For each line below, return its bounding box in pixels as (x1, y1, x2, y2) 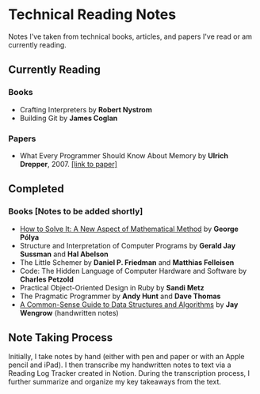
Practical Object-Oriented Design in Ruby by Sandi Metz (19, 282, 205, 292)
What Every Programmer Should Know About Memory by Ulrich (19, 150, 228, 160)
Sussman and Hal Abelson (19, 249, 109, 259)
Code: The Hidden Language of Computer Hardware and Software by (19, 266, 247, 275)
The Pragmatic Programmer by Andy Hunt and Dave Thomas (19, 291, 221, 301)
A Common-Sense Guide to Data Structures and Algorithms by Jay (19, 299, 239, 309)
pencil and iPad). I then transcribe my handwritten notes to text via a (8, 360, 231, 369)
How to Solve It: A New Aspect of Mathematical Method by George (19, 224, 239, 233)
